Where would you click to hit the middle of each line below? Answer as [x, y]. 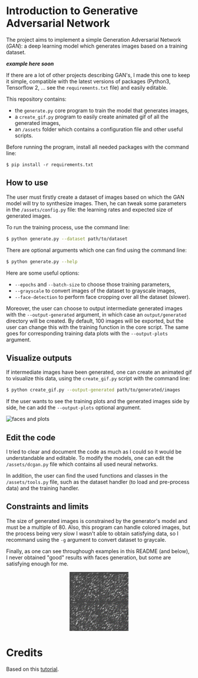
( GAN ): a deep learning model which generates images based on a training [97, 46]
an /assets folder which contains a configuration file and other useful [99, 129]
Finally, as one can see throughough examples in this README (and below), [98, 551]
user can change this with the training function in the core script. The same [97, 327]
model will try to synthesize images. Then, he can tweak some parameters [96, 203]
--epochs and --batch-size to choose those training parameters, [93, 284]
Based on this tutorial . [33, 669]
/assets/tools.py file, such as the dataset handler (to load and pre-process [98, 482]
